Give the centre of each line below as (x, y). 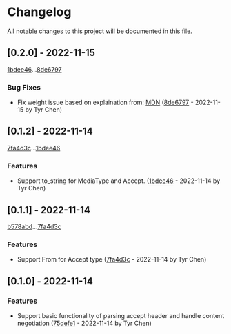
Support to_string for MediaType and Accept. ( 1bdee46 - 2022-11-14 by (119, 181)
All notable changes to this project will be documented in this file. (100, 31)
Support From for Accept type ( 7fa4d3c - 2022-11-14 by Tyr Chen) (112, 259)
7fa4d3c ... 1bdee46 (34, 148)
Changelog (39, 12)
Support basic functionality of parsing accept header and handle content (121, 315)
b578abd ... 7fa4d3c (34, 226)
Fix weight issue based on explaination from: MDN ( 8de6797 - (106, 102)
